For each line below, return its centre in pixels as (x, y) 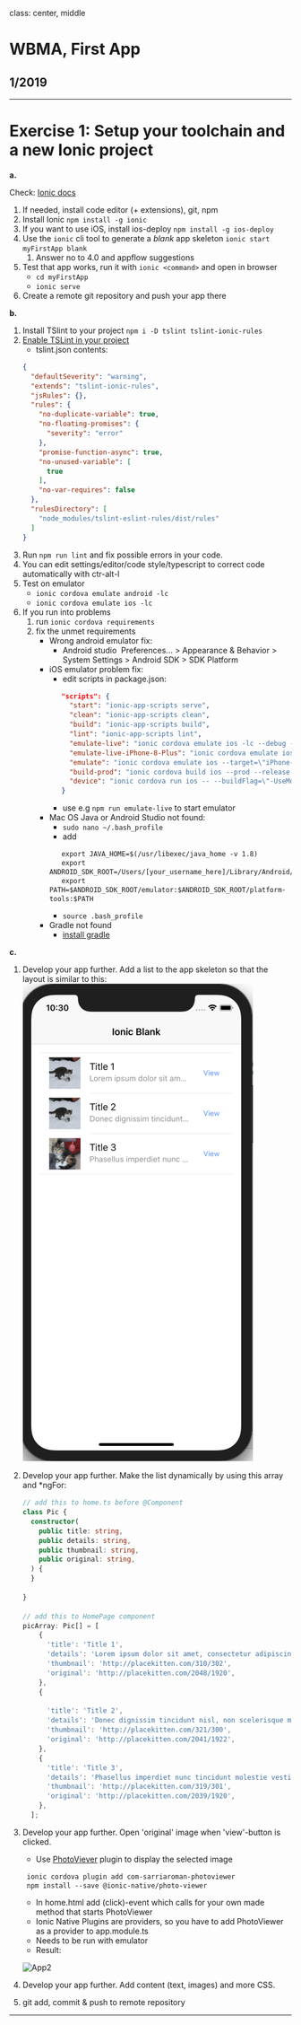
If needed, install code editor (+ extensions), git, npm (120, 209)
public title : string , (81, 1531)
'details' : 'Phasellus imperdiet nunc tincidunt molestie (157, 1777)
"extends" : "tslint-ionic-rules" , (95, 386)
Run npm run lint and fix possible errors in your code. (123, 555)
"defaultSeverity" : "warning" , (89, 376)
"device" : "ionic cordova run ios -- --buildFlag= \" (170, 781)
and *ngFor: (44, 1486)
